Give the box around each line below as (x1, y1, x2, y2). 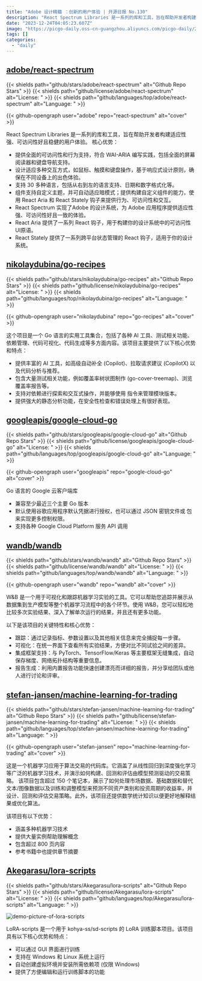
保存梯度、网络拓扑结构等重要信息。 (14, 657, 105, 664)
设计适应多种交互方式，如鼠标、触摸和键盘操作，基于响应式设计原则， (14, 166, 189, 173)
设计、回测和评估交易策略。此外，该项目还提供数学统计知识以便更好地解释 (6, 792, 191, 799)
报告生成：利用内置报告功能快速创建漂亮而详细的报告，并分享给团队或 (14, 664, 189, 671)
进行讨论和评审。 (20, 672, 63, 679)
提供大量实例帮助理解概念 (14, 833, 79, 840)
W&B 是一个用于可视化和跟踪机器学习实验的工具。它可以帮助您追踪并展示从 (6, 594, 194, 601)
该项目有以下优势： (6, 812, 54, 819)
